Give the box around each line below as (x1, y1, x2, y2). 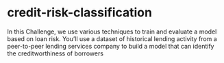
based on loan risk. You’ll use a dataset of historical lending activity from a (7, 34, 217, 42)
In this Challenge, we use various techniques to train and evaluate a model (7, 27, 217, 36)
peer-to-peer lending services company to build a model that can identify (7, 42, 214, 50)
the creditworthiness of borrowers (7, 49, 104, 58)
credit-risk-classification (7, 5, 153, 21)
